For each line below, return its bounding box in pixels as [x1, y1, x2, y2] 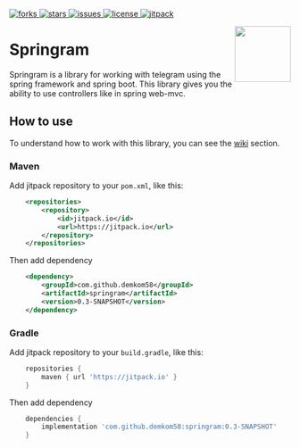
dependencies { [25, 414, 82, 423]
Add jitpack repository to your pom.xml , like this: [9, 180, 184, 191]
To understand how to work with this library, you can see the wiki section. [9, 137, 280, 148]
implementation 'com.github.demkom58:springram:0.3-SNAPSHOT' [41, 422, 278, 432]
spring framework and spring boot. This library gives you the [9, 79, 232, 89]
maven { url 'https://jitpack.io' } [41, 372, 178, 381]
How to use [9, 114, 73, 129]
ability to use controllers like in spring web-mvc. [9, 87, 186, 98]
